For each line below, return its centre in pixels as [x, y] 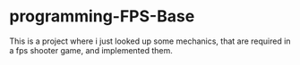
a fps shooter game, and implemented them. [91, 50]
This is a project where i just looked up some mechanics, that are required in [150, 41]
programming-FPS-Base [102, 16]
